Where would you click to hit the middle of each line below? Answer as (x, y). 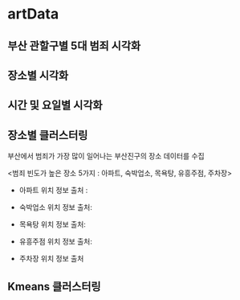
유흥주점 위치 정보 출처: (56, 241)
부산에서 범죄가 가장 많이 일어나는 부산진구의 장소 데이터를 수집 (106, 156)
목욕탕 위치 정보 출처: (52, 224)
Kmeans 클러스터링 (54, 286)
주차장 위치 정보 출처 (51, 259)
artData (33, 14)
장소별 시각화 (38, 75)
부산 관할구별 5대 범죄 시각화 (74, 45)
